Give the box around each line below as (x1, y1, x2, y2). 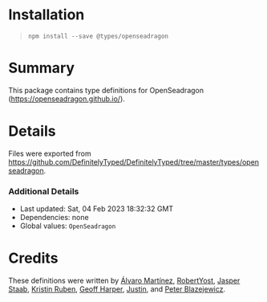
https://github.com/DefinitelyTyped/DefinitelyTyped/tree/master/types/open (8, 157, 259, 166)
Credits (8, 249, 59, 267)
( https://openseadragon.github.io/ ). (8, 94, 126, 104)
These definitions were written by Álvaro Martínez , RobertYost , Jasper (8, 275, 241, 286)
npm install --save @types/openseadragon (27, 32, 168, 40)
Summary (8, 59, 75, 77)
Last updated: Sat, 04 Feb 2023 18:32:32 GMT (19, 204, 174, 214)
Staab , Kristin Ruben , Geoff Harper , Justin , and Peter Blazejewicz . (8, 284, 226, 294)
